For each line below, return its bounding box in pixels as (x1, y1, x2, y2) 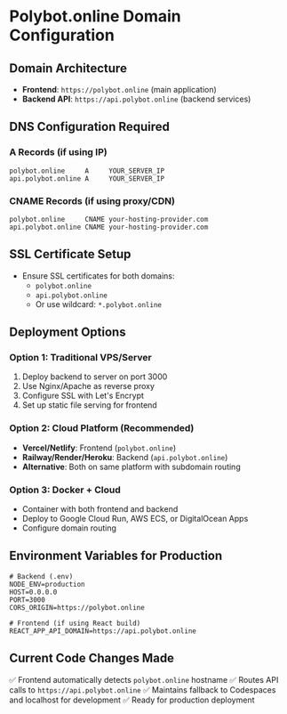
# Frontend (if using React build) (9, 619, 141, 628)
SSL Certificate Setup (9, 247, 132, 262)
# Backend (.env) (9, 572, 74, 580)
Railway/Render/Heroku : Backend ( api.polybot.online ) (21, 451, 228, 462)
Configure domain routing (21, 523, 117, 533)
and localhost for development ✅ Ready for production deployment (9, 694, 255, 705)
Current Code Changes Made (9, 651, 175, 666)
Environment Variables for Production (9, 548, 223, 564)
